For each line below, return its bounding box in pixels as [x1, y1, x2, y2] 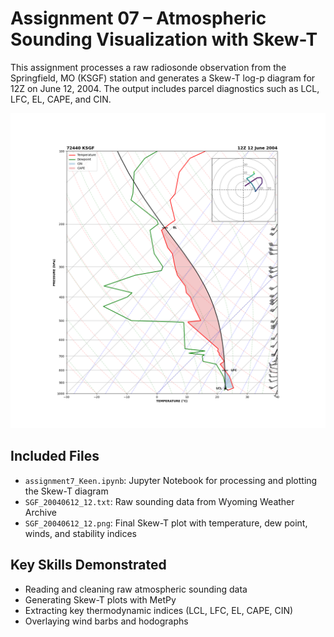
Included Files [10, 448, 100, 465]
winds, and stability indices [24, 527, 137, 539]
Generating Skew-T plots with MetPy [24, 593, 177, 606]
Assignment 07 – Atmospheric [10, 7, 267, 30]
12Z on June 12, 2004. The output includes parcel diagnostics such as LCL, [10, 82, 320, 94]
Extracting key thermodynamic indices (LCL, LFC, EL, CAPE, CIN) [24, 604, 294, 616]
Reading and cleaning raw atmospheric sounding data [24, 583, 248, 595]
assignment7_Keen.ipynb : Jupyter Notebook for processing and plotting [24, 474, 318, 486]
